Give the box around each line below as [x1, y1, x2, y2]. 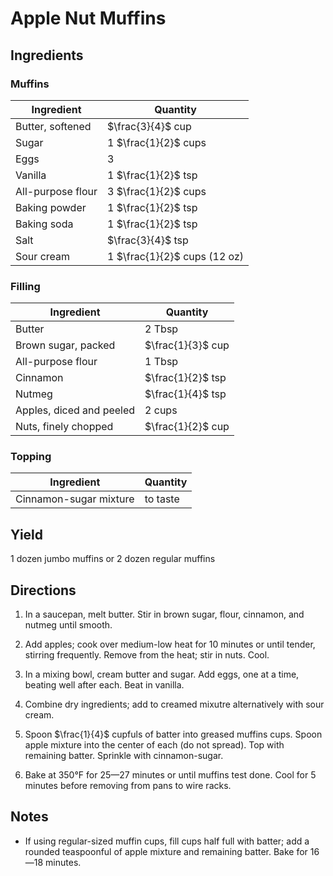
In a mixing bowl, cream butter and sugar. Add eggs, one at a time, [24, 668, 300, 681]
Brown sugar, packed [15, 338, 116, 352]
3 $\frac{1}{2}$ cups [107, 184, 207, 198]
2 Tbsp [144, 322, 179, 336]
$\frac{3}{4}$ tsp [107, 233, 189, 247]
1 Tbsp [144, 355, 179, 369]
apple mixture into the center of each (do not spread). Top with [24, 739, 285, 751]
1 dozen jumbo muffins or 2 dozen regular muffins [10, 553, 216, 565]
